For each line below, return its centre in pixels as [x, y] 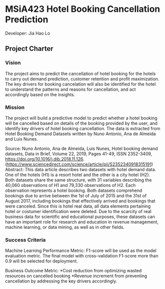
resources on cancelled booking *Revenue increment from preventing [76, 276]
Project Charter [29, 49]
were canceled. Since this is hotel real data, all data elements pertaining [78, 206]
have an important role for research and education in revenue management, [82, 222]
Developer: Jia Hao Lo [28, 33]
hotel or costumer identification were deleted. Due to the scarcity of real [78, 211]
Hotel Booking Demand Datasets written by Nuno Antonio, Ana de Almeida [81, 134]
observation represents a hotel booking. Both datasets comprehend [74, 190]
